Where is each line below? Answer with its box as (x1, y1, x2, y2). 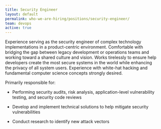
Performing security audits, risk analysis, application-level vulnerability (12, 89, 155, 95)
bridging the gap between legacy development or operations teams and (5, 50, 149, 55)
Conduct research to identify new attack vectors (12, 119, 110, 125)
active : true (5, 26, 32, 30)
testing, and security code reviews (12, 94, 82, 101)
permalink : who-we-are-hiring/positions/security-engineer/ (5, 16, 130, 21)
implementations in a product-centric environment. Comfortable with (5, 44, 143, 50)
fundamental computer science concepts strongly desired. (5, 70, 123, 76)
